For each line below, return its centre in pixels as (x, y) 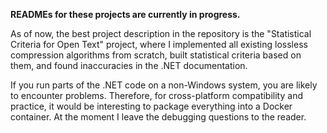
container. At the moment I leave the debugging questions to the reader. (158, 117)
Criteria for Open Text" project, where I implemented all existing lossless (159, 44)
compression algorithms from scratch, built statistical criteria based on (156, 55)
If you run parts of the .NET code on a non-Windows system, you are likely (164, 85)
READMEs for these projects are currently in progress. (125, 14)
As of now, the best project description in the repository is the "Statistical (161, 33)
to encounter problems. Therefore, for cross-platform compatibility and (156, 95)
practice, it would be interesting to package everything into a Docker (151, 106)
